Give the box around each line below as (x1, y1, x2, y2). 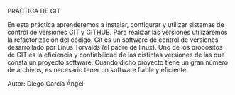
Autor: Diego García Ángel (7, 79, 84, 88)
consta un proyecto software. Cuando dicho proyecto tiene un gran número (7, 58, 229, 67)
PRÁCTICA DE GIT (7, 7, 61, 15)
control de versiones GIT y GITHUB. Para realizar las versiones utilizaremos (7, 28, 228, 36)
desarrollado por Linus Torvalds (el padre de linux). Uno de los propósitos (7, 43, 223, 51)
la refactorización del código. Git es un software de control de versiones (7, 35, 219, 44)
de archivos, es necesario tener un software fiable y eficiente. (7, 66, 189, 74)
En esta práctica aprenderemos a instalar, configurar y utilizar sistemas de (7, 21, 225, 28)
